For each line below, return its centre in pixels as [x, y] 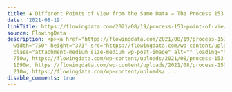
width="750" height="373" [51, 46]
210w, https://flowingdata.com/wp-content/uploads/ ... [95, 71]
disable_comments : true [41, 78]
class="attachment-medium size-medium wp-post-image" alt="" [103, 53]
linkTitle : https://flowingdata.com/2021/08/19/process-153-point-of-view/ [118, 26]
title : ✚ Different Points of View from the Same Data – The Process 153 [116, 13]
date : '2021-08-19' [35, 20]
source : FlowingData [37, 33]
